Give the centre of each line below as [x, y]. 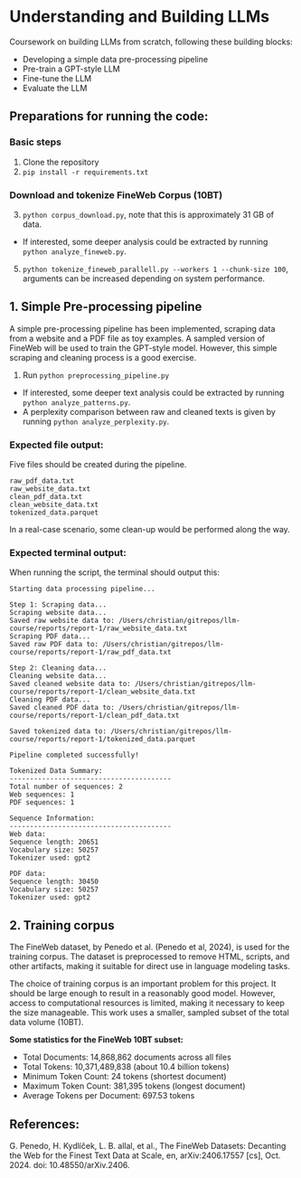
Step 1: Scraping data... [58, 605]
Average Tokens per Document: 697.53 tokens [108, 1096]
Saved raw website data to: [62, 621]
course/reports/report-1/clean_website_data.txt [103, 692]
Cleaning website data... [58, 676]
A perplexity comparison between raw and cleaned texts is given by [149, 411]
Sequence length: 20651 [54, 843]
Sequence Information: [52, 819]
